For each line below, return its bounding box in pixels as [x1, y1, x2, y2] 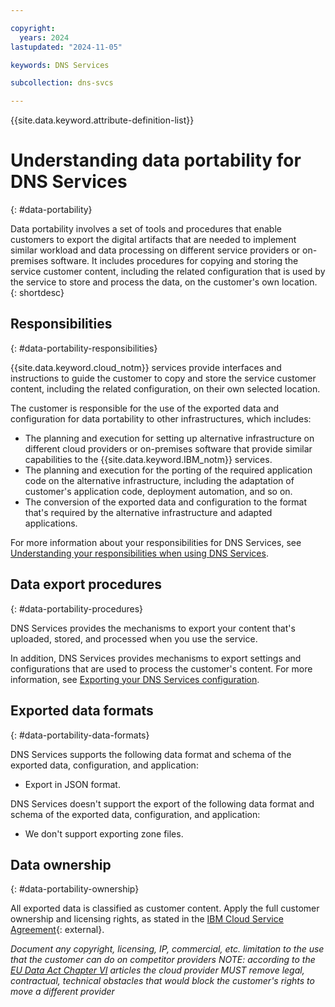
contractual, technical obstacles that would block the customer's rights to [10, 975, 315, 987]
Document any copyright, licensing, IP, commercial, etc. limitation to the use [10, 943, 325, 955]
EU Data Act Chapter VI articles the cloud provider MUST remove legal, [10, 964, 305, 976]
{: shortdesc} [10, 287, 65, 299]
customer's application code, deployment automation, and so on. [24, 485, 293, 497]
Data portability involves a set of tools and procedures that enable [10, 223, 282, 235]
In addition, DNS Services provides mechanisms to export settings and [10, 652, 302, 664]
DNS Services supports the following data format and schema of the [10, 748, 292, 760]
